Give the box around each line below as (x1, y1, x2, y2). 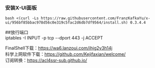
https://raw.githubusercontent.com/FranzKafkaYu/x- (40, 16, 151, 21)
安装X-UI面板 (5, 4, 37, 11)
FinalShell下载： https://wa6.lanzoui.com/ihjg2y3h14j (5, 45, 113, 51)
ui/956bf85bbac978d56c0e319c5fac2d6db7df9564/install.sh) (5, 20, 128, 25)
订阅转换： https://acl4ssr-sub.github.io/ (5, 58, 87, 64)
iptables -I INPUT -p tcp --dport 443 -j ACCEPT (5, 35, 103, 41)
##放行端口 (5, 30, 28, 35)
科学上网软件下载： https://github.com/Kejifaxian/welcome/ (5, 51, 126, 57)
